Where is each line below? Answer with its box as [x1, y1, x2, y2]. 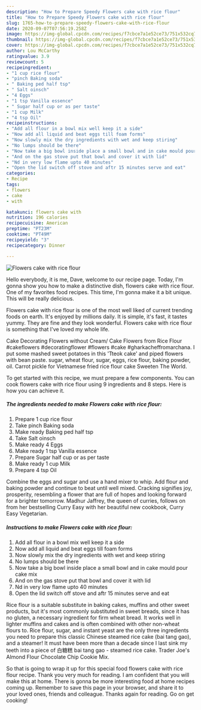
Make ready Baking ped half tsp [14, 428, 94, 436]
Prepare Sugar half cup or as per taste [14, 454, 109, 461]
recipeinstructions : [6, 120, 58, 126]
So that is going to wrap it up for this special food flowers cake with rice [6, 665, 184, 672]
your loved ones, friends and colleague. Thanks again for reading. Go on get [6, 690, 194, 698]
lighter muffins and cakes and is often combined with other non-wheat [6, 621, 180, 628]
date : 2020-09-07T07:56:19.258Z [6, 25, 87, 32]
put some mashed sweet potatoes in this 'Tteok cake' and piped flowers [6, 350, 184, 357]
